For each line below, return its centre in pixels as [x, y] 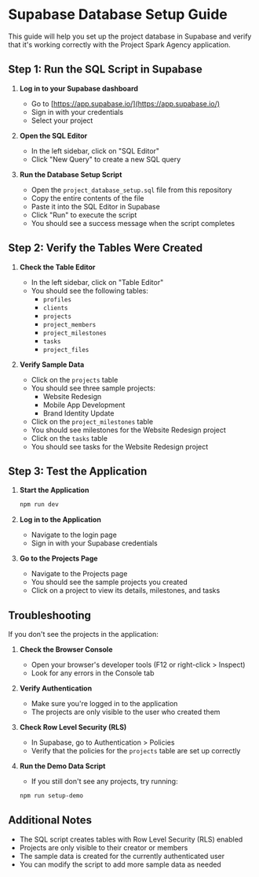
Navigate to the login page [74, 535]
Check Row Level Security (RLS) [73, 727]
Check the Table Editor [57, 267]
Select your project [62, 120]
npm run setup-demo [51, 796]
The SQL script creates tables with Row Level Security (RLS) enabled [131, 839]
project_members [69, 324]
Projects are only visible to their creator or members [104, 847]
